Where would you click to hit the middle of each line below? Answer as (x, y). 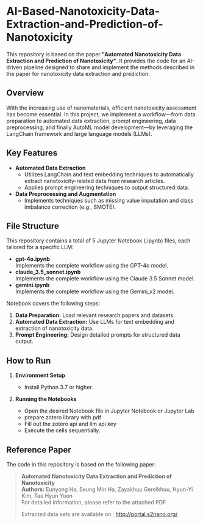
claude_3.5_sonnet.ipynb (48, 272)
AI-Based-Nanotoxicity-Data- (83, 11)
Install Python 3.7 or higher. (59, 387)
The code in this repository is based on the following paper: (81, 464)
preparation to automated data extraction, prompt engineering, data (91, 121)
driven (14, 67)
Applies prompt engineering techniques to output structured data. (107, 187)
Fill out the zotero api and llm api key (70, 424)
